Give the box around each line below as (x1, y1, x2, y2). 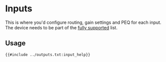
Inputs (5, 3, 32, 14)
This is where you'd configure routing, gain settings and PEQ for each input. (5, 19, 161, 25)
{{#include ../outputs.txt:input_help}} (5, 52, 91, 57)
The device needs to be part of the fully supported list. (5, 24, 117, 30)
